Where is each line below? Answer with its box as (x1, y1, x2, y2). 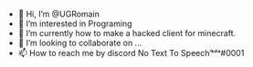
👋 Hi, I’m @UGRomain (17, 9, 100, 19)
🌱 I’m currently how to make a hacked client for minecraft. (17, 28, 237, 38)
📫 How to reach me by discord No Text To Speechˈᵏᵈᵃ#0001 (17, 48, 245, 58)
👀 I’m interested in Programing (17, 18, 132, 29)
